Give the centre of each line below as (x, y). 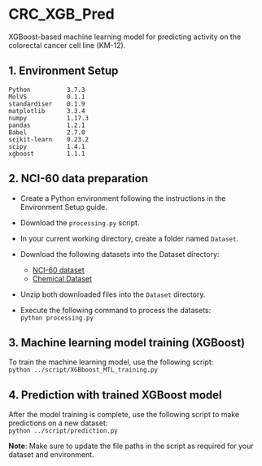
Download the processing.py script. (80, 222)
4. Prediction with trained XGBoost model (115, 395)
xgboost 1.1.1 (47, 154)
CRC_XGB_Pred (62, 14)
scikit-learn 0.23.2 (49, 139)
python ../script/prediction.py (63, 431)
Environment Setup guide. (63, 207)
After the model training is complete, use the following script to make (124, 415)
